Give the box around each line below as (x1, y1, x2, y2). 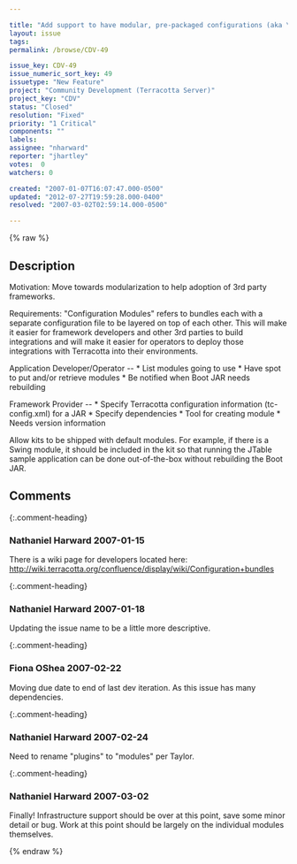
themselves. (9, 829, 54, 840)
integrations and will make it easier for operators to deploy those (9, 336, 245, 347)
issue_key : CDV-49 (9, 61, 77, 71)
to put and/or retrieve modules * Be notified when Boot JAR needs (9, 372, 250, 383)
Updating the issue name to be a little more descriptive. (9, 623, 210, 633)
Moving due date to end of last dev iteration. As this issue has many (9, 682, 256, 692)
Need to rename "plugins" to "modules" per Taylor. (9, 751, 194, 761)
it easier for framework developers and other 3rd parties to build (9, 326, 244, 337)
